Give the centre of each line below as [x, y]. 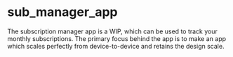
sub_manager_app [62, 12]
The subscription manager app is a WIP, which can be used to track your [112, 31]
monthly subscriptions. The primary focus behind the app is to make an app [117, 38]
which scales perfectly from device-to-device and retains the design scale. [116, 46]
